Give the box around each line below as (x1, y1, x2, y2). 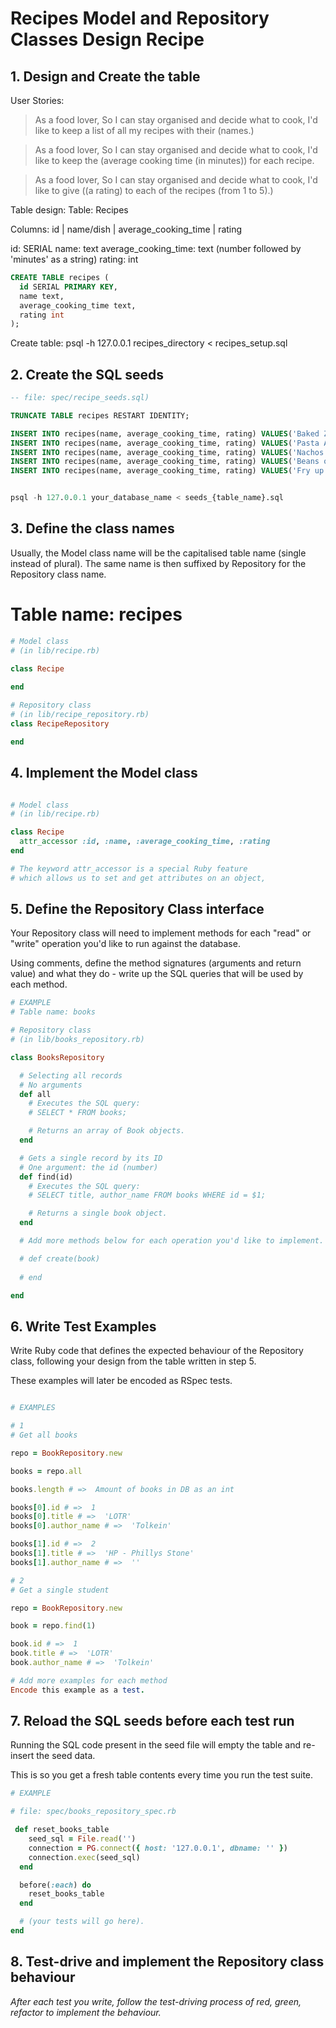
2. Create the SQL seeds (10, 366, 165, 383)
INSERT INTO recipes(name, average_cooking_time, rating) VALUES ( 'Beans (10, 457, 320, 467)
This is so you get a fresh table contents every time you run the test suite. (10, 1769, 314, 1781)
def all (19, 1089, 52, 1099)
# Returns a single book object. (28, 1208, 168, 1219)
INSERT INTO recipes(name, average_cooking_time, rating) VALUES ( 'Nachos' (10, 447, 329, 457)
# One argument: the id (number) (19, 1162, 159, 1172)
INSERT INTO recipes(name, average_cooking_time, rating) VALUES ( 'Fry (10, 466, 311, 476)
